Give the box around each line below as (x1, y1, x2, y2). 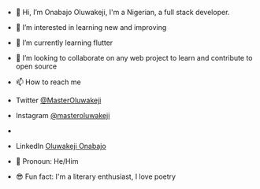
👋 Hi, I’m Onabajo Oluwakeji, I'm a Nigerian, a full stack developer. (15, 8, 230, 17)
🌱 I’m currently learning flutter (15, 38, 113, 47)
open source (15, 61, 58, 71)
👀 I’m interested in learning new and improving (15, 23, 167, 31)
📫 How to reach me (15, 77, 81, 87)
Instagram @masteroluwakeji (15, 111, 110, 120)
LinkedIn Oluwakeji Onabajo (15, 142, 106, 150)
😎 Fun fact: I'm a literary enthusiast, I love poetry (15, 172, 176, 181)
